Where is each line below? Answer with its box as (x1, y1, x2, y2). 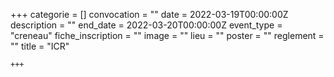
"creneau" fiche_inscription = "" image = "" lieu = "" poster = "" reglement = (10, 30, 325, 41)
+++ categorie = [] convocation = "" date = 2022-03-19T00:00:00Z (10, 9, 289, 20)
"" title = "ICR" (10, 40, 70, 52)
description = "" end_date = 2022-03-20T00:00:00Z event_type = (10, 19, 283, 31)
